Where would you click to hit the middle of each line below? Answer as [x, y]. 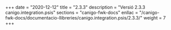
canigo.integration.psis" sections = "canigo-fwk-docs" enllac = [72, 12]
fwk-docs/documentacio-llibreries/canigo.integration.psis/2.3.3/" [74, 18]
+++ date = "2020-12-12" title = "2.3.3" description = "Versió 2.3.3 [75, 7]
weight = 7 [155, 18]
